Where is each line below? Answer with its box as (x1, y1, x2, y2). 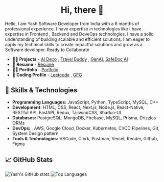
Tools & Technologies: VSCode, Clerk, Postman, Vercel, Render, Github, (12, 135, 158, 141)
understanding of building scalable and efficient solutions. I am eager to (5, 36, 150, 42)
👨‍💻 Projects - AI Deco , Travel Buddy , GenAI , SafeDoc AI (12, 56, 128, 62)
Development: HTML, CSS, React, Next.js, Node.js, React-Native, (12, 104, 144, 110)
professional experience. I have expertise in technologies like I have (5, 26, 142, 31)
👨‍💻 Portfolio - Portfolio (12, 66, 59, 73)
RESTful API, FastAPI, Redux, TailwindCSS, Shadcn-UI (12, 109, 121, 115)
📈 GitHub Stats (5, 156, 53, 164)
